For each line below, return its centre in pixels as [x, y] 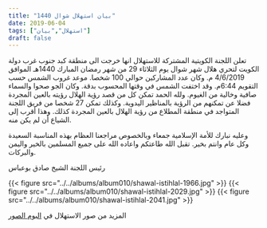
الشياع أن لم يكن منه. [40, 120]
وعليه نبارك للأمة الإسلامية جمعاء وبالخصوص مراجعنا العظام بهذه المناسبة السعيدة [128, 136]
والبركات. [22, 152]
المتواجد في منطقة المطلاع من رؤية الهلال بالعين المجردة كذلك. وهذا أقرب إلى [124, 112]
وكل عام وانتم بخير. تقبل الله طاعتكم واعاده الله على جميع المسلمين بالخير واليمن [129, 143]
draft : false [30, 38]
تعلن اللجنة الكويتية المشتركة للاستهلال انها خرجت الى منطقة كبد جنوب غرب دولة [128, 61]
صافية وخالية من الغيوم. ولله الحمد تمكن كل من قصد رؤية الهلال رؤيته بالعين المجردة [133, 94]
